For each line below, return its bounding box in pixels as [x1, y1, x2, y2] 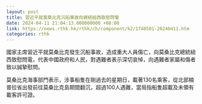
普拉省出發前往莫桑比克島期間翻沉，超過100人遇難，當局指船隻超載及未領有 [6, 84, 194, 91]
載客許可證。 [6, 91, 38, 99]
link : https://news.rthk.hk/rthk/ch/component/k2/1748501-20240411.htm [6, 25, 189, 32]
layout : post [6, 8, 39, 15]
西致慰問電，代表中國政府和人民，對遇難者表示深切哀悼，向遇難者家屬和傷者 [6, 56, 196, 63]
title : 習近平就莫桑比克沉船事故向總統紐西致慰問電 [6, 14, 119, 20]
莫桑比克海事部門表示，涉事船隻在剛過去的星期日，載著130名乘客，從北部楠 [6, 76, 194, 84]
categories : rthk [6, 31, 50, 37]
